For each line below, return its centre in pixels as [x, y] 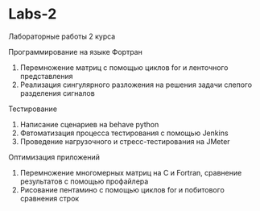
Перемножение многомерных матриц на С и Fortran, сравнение [131, 172]
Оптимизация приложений [54, 157]
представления [46, 76]
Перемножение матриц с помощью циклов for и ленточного [124, 67]
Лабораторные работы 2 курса [62, 36]
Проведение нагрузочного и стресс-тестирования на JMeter [125, 141]
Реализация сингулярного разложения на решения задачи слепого [136, 85]
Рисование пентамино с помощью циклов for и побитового [122, 189]
